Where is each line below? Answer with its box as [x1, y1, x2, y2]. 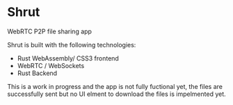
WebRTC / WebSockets [17, 61, 85, 70]
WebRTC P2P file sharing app [7, 27, 93, 35]
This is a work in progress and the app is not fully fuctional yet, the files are [7, 82, 223, 90]
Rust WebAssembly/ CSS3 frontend [17, 54, 120, 63]
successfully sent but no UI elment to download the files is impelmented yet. [7, 90, 226, 98]
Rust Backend [17, 69, 58, 77]
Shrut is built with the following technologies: [7, 40, 136, 49]
